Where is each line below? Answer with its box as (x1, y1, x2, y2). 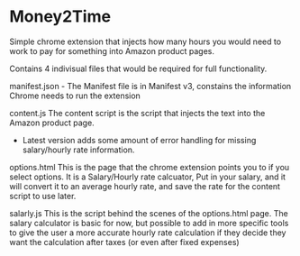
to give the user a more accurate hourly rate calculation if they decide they (9, 227, 286, 238)
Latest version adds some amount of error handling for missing (22, 134, 257, 145)
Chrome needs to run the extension (9, 90, 141, 101)
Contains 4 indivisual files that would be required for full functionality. (9, 63, 268, 74)
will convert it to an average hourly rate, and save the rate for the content (9, 180, 281, 191)
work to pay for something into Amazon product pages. (9, 45, 214, 56)
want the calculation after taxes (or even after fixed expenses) (9, 236, 241, 247)
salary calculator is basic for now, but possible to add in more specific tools (9, 217, 289, 228)
